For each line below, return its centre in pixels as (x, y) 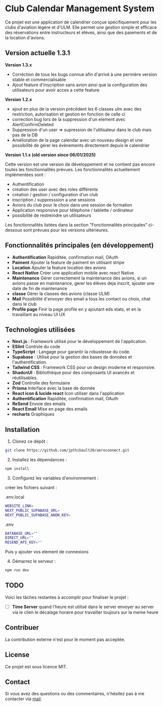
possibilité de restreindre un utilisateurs (52, 215)
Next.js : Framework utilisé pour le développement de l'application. (79, 342)
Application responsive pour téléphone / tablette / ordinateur (73, 210)
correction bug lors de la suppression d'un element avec (69, 119)
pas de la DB (25, 135)
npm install (17, 469)
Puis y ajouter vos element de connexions (47, 552)
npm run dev (17, 570)
